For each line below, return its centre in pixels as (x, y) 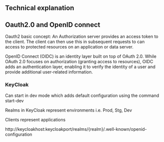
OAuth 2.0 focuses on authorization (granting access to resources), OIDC (79, 62)
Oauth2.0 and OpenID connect (53, 25)
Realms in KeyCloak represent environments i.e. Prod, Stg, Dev (69, 110)
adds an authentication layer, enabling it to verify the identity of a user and (80, 67)
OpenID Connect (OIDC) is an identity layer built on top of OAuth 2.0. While (81, 56)
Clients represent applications (35, 119)
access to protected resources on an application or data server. (69, 47)
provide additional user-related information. (49, 72)
